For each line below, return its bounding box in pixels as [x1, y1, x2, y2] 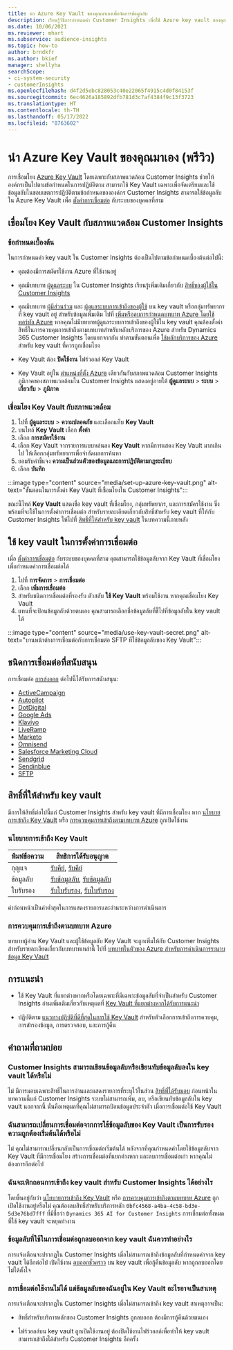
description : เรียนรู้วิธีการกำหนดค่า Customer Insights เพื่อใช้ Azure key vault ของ [8, 17, 221, 24]
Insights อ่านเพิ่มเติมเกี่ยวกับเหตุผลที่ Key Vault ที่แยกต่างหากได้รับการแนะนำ [17, 999, 200, 1008]
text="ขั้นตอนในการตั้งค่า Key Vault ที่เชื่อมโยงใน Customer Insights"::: [8, 486, 188, 494]
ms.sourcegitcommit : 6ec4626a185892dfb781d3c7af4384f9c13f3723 [8, 94, 194, 101]
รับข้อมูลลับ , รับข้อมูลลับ [50, 875, 111, 884]
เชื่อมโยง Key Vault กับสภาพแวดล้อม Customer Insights [8, 216, 223, 229]
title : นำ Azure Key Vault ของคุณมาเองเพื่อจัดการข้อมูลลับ [8, 10, 148, 17]
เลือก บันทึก [17, 465, 46, 473]
